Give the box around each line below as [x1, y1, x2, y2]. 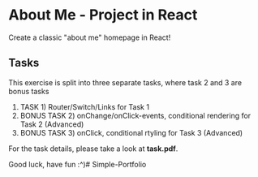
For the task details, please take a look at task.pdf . [8, 144, 178, 153]
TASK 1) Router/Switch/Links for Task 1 [19, 101, 150, 111]
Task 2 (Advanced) [19, 119, 84, 129]
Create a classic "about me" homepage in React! [8, 32, 171, 42]
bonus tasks [8, 86, 49, 96]
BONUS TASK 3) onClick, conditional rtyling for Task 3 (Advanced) [19, 127, 243, 137]
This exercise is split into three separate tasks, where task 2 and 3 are [8, 77, 242, 87]
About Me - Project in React [8, 6, 198, 24]
